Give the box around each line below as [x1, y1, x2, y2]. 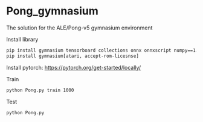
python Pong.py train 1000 [6, 87, 74, 93]
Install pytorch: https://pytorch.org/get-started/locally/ [6, 64, 141, 71]
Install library [6, 35, 39, 43]
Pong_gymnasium [6, 4, 98, 18]
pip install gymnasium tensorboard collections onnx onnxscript [6, 47, 172, 53]
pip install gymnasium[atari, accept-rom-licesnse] [6, 53, 139, 59]
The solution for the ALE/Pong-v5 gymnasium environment [6, 24, 153, 31]
